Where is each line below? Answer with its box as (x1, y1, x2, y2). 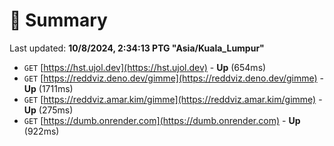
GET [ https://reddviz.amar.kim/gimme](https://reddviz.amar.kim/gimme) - (23, 93, 323, 105)
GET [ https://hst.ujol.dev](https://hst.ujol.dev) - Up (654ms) (23, 61, 267, 73)
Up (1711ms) (23, 82, 74, 94)
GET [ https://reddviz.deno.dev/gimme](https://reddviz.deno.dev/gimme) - (23, 72, 325, 84)
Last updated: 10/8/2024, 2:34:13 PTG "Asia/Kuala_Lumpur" (9, 42, 265, 54)
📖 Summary (9, 9, 108, 32)
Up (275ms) (23, 104, 74, 116)
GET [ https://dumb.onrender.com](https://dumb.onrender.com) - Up (23, 114, 301, 126)
